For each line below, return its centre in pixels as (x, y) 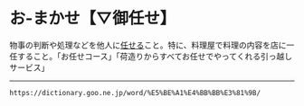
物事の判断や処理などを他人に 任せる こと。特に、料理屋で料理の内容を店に (148, 45)
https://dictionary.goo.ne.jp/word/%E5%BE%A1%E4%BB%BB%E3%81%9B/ (135, 93)
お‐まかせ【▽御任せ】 (93, 18)
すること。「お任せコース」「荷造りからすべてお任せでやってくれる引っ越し (154, 56)
